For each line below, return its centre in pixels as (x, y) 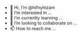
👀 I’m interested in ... (31, 13)
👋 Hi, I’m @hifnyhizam (32, 8)
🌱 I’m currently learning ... (36, 18)
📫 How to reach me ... (33, 28)
